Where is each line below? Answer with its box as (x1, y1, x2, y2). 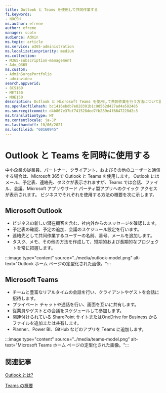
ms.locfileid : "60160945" (5, 127, 58, 132)
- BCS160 (5, 85, 23, 91)
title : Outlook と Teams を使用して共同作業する (5, 7, 98, 12)
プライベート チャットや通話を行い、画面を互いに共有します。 (12, 301, 139, 307)
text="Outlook (5, 261, 34, 267)
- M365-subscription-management (5, 58, 72, 63)
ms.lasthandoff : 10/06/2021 (5, 122, 63, 127)
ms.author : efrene (5, 21, 43, 26)
